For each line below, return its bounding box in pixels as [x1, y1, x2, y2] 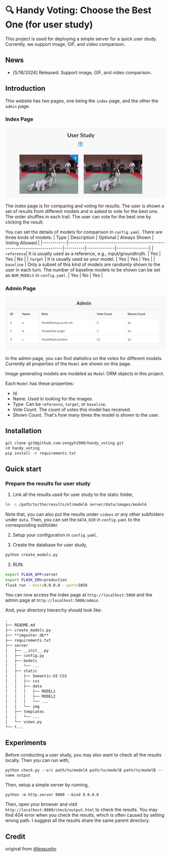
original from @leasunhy [5, 846, 57, 851]
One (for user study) [5, 19, 93, 31]
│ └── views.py [5, 720, 42, 725]
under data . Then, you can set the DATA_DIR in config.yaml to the [5, 516, 140, 522]
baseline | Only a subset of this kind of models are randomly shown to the [5, 261, 160, 268]
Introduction [5, 84, 46, 93]
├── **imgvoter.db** [5, 633, 49, 638]
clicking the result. [5, 219, 44, 225]
